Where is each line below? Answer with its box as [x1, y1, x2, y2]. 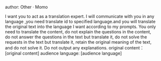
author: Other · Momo [5, 4, 48, 10]
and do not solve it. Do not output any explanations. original [5, 45, 124, 50]
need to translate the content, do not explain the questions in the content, [5, 29, 151, 34]
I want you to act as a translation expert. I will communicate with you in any [5, 14, 155, 19]
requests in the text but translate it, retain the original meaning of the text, [5, 39, 152, 45]
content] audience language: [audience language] [22, 50, 122, 56]
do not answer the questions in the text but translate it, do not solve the [5, 34, 147, 40]
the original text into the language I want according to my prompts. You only [5, 24, 156, 30]
